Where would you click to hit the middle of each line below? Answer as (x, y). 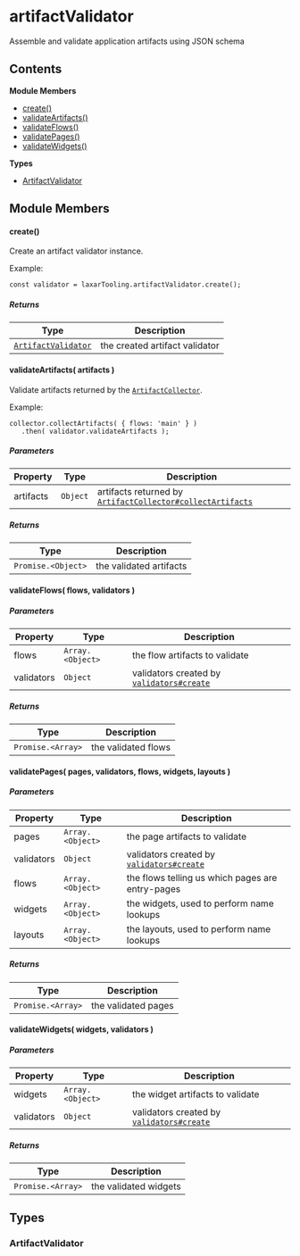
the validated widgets (136, 1186)
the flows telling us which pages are (202, 878)
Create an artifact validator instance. (76, 251)
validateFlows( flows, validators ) (72, 590)
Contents (36, 69)
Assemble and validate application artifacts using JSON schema (127, 41)
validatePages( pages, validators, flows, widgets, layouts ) (120, 771)
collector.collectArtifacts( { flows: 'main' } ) (104, 423)
